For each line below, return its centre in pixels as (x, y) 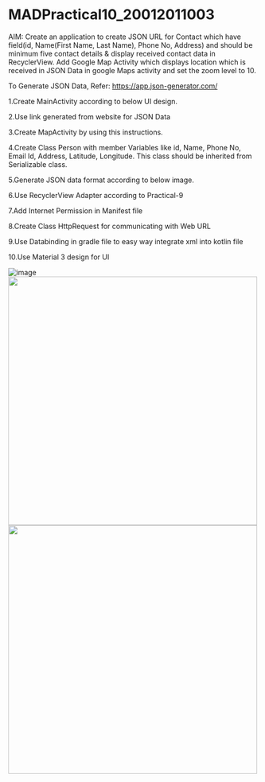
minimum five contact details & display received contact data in (112, 53)
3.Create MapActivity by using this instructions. (86, 132)
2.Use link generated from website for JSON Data (90, 116)
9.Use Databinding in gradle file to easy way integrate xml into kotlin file (126, 241)
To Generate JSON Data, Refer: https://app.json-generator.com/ (113, 86)
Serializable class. (38, 164)
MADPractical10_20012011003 (111, 15)
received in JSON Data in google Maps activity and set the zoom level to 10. (132, 70)
